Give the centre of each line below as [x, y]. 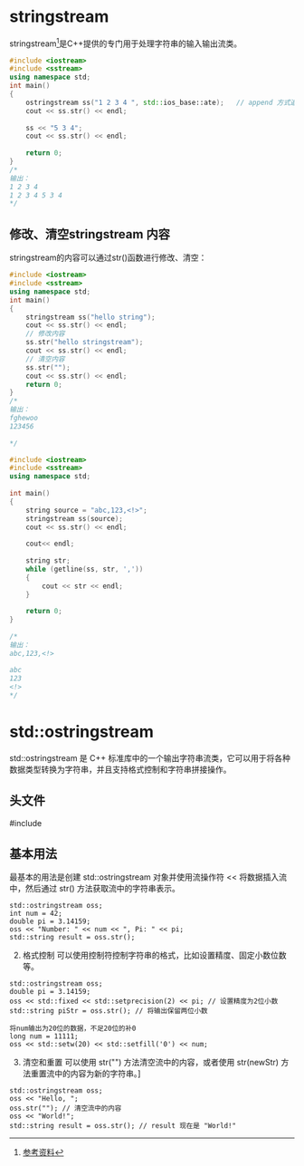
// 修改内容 [45, 334]
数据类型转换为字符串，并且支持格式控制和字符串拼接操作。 [120, 769]
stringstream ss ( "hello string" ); [90, 317]
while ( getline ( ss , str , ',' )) [85, 569]
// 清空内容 [45, 359]
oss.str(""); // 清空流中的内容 [66, 1108]
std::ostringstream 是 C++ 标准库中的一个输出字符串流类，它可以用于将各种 [150, 757]
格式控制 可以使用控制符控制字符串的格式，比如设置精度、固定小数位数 [154, 955]
